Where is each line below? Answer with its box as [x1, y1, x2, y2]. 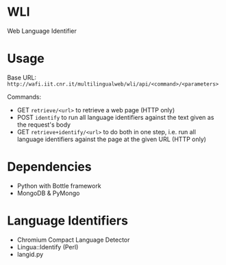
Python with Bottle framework [16, 181, 101, 190]
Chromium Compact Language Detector [16, 236, 130, 244]
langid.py [16, 250, 44, 258]
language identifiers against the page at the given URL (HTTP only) [16, 135, 207, 143]
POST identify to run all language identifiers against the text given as [16, 113, 214, 121]
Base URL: [7, 73, 36, 81]
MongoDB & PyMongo [16, 189, 80, 197]
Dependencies [7, 159, 92, 175]
